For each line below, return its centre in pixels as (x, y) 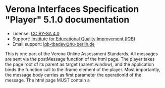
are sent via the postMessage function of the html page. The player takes (80, 59)
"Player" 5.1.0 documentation (67, 20)
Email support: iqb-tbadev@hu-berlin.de (54, 44)
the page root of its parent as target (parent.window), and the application (80, 64)
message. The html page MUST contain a (48, 80)
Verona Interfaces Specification (72, 9)
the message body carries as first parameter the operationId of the (73, 75)
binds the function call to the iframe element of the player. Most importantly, (83, 69)
